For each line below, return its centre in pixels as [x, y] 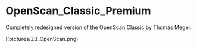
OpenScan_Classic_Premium [78, 11]
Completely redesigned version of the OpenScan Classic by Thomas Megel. [98, 27]
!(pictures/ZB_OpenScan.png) [42, 39]
